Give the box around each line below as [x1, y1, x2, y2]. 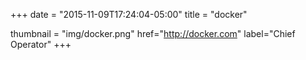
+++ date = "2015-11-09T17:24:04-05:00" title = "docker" [10, 9, 248, 20]
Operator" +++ [10, 39, 72, 50]
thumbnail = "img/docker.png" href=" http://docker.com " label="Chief [10, 28, 296, 39]
